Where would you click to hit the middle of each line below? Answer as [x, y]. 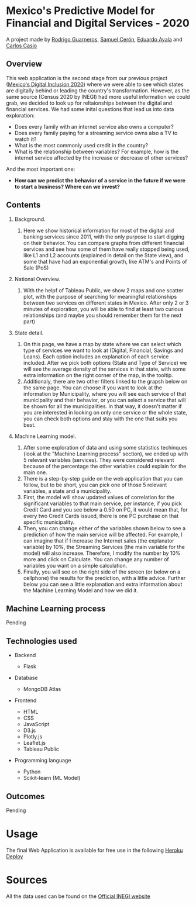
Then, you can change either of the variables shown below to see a [104, 528]
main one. [35, 472]
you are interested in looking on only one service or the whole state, [105, 412]
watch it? [25, 139]
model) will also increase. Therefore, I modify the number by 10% [102, 553]
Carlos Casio [21, 46]
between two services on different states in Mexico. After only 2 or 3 [106, 303]
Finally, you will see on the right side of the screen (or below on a [102, 572]
